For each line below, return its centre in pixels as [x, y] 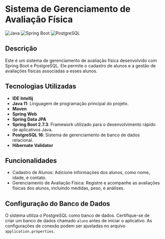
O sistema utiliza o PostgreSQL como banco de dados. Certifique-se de [77, 215]
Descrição [21, 48]
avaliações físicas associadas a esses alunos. [51, 71]
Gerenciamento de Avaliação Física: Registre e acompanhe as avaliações [86, 183]
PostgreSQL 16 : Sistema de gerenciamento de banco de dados [76, 135]
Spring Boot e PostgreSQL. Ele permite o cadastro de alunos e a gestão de [81, 65]
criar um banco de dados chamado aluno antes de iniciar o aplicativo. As [79, 221]
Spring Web [25, 114]
